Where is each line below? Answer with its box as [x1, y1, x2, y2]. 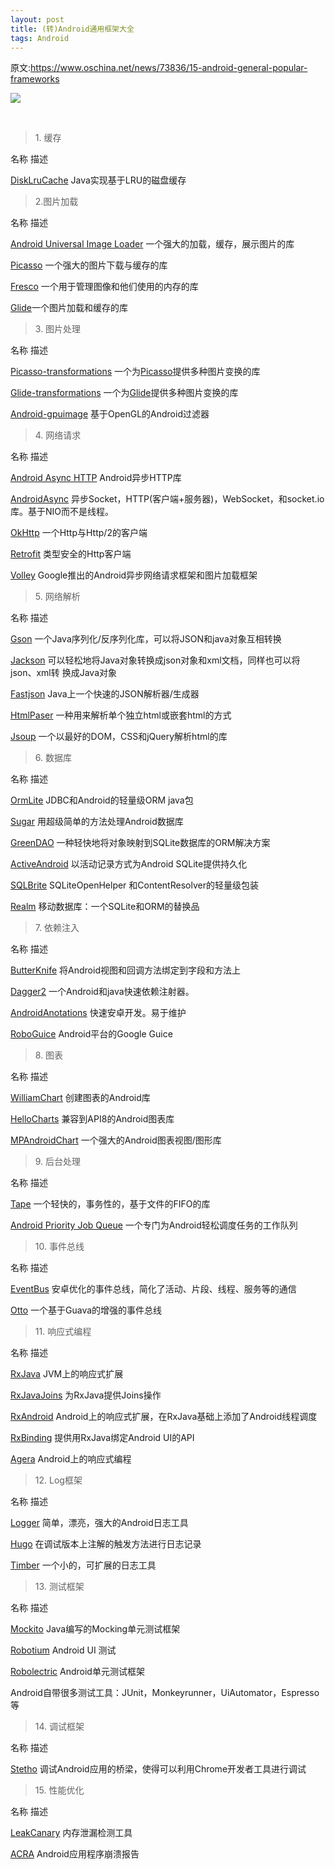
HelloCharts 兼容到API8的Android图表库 [10, 1113, 175, 1125]
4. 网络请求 [34, 429, 82, 441]
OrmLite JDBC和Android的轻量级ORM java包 [10, 794, 194, 806]
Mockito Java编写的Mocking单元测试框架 [10, 1623, 181, 1635]
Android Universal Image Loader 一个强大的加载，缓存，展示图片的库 [10, 238, 295, 250]
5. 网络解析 [34, 591, 81, 603]
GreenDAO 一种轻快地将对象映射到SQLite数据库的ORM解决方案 [10, 837, 271, 849]
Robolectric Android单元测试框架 [10, 1666, 145, 1678]
